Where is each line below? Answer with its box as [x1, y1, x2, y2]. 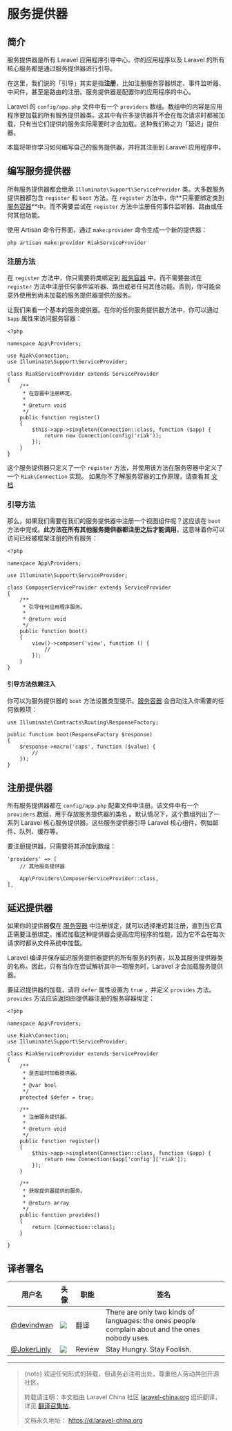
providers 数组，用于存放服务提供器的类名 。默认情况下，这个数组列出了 [7, 810, 214, 819]
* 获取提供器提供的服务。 [22, 1187, 86, 1194]
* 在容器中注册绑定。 [22, 390, 76, 397]
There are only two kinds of [106, 1307, 195, 1317]
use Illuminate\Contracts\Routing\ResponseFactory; [7, 719, 159, 726]
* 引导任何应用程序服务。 [22, 603, 86, 611]
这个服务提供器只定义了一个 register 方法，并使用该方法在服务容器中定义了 [7, 464, 223, 472]
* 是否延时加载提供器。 [22, 1070, 81, 1077]
